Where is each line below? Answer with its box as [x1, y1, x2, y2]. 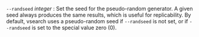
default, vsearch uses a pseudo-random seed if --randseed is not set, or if [6, 18, 188, 24]
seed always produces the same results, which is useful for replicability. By [6, 11, 191, 18]
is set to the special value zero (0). [32, 24, 117, 31]
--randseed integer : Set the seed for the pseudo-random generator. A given [6, 5, 193, 12]
